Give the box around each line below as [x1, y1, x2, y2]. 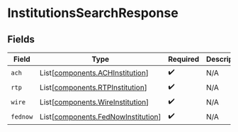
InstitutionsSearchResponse [7, 5, 178, 21]
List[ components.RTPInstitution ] [40, 82, 147, 92]
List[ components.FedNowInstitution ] [40, 111, 161, 121]
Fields [7, 33, 35, 45]
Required [167, 55, 200, 64]
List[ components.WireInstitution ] [40, 97, 149, 107]
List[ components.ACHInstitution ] [40, 67, 149, 77]
